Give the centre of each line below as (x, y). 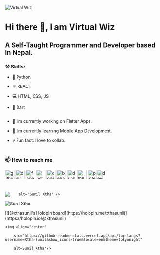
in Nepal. (19, 53)
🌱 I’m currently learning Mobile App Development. (62, 131)
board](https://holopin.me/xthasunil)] (90, 213)
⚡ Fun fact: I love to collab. (39, 140)
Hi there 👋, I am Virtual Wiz (60, 27)
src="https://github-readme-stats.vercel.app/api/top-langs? (77, 236)
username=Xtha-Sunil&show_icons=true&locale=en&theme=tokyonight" (74, 240)
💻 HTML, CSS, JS (30, 96)
